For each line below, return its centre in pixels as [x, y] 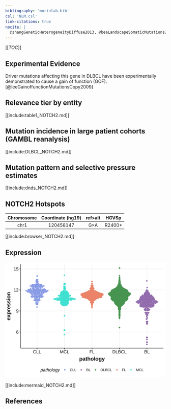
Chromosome [22, 218]
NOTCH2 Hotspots [35, 204]
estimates [21, 176]
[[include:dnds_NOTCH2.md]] [36, 188]
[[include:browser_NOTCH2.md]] [40, 236]
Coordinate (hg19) [61, 218]
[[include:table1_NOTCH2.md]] [37, 115]
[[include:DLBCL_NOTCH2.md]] [39, 151]
